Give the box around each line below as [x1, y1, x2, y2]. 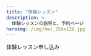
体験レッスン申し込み [6, 43, 59, 51]
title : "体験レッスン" [6, 9, 58, 15]
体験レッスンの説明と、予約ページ [12, 20, 84, 26]
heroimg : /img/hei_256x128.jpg [6, 26, 86, 32]
